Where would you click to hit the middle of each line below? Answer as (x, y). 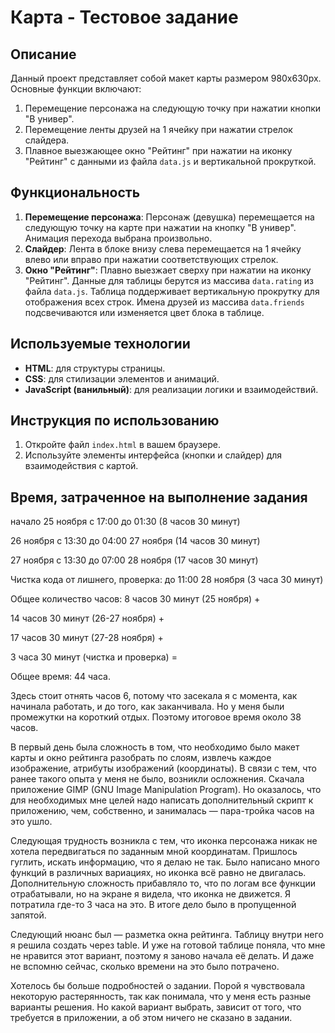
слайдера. (47, 140)
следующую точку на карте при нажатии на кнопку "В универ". (160, 227)
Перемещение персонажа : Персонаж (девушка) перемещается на (169, 217)
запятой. (28, 915)
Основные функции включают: (76, 89)
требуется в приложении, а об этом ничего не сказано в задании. (151, 1018)
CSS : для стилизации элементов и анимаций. (122, 378)
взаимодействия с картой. (81, 466)
